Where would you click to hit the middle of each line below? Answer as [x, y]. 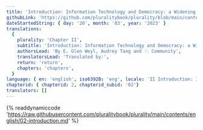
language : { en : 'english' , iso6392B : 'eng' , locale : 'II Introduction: [100, 79]
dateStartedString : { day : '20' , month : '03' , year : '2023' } [86, 23]
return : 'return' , [40, 62]
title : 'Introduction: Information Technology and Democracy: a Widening [101, 12]
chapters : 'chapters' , [46, 68]
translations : [24, 29]
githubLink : [21, 18]
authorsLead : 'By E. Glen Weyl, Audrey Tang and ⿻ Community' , [99, 51]
